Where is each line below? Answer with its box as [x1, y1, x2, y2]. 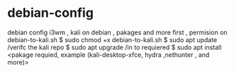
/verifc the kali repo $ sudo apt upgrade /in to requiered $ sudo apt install [7, 43, 222, 51]
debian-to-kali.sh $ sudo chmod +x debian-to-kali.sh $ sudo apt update [7, 35, 218, 44]
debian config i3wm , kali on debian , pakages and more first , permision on [7, 28, 228, 36]
